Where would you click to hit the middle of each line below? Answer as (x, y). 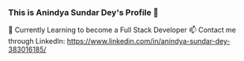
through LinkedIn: (37, 41)
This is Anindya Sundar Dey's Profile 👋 (84, 13)
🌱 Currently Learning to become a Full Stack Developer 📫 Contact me (122, 30)
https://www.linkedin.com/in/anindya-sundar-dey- (148, 41)
